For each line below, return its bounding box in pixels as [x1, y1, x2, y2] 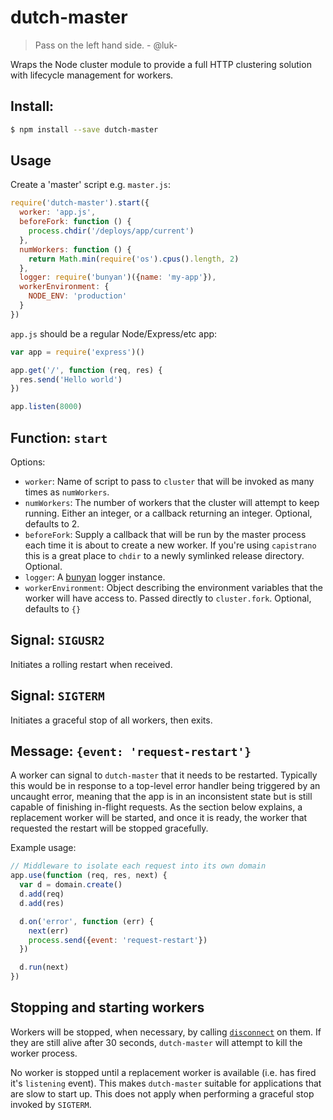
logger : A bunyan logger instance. [24, 571, 166, 583]
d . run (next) [19, 962, 70, 973]
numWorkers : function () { [19, 244, 132, 255]
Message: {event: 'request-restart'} [10, 743, 252, 760]
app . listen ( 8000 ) [10, 402, 83, 412]
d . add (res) [19, 898, 65, 908]
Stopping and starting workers [10, 999, 205, 1016]
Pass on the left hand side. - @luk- [34, 39, 178, 51]
